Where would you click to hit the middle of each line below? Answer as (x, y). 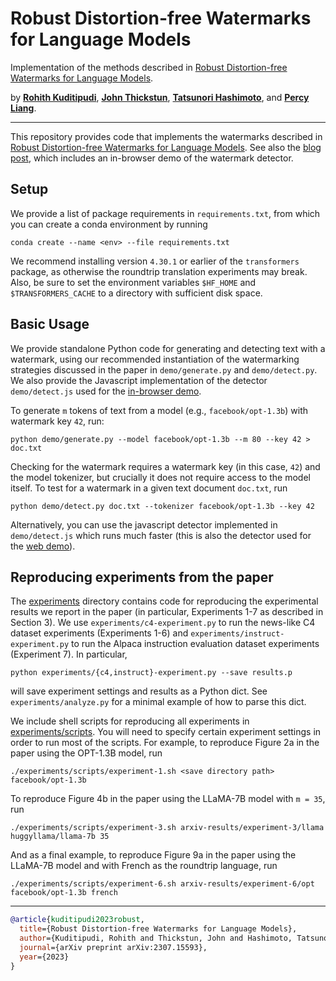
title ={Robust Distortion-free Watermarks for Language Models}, (158, 929)
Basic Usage (50, 324)
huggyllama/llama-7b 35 (60, 837)
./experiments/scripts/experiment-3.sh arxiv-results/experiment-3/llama (167, 828)
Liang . (23, 108)
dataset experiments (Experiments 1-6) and (99, 633)
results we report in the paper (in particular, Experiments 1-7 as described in (167, 612)
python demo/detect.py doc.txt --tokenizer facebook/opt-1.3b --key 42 (162, 506)
